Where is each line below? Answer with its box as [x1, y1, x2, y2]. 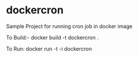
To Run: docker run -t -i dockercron [6, 45, 92, 52]
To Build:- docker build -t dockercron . [6, 34, 99, 41]
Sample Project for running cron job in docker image [6, 23, 133, 30]
